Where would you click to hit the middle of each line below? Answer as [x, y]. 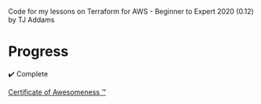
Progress [39, 52]
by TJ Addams [31, 20]
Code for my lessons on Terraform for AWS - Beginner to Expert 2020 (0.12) [131, 11]
